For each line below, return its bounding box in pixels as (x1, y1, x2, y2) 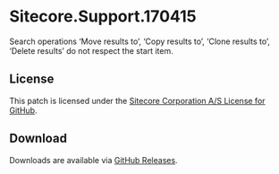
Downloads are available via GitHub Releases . (9, 154, 178, 165)
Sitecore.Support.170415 (9, 6, 197, 27)
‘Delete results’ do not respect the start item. (9, 45, 173, 56)
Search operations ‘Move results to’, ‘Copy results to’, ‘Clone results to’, (9, 36, 271, 47)
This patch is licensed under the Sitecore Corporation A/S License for (9, 95, 266, 106)
